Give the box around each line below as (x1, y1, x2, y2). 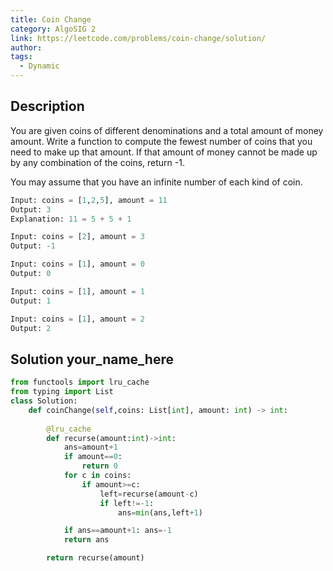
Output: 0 (10, 269, 52, 279)
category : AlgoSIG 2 (10, 24, 97, 34)
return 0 (81, 461, 118, 471)
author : (10, 42, 43, 53)
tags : (10, 52, 33, 62)
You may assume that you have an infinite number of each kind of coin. (10, 176, 303, 188)
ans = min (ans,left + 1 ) (117, 507, 203, 518)
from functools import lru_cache (10, 377, 150, 388)
